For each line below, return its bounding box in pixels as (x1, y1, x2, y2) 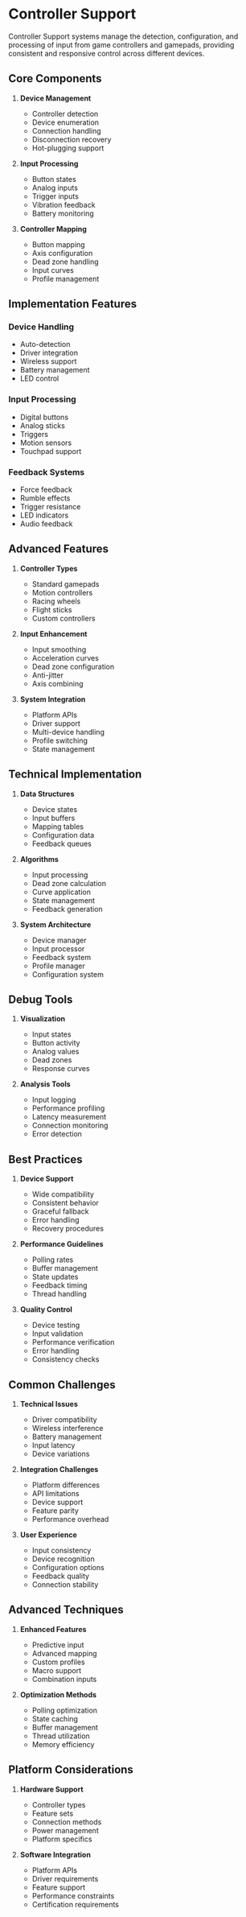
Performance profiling (31, 1103, 105, 1113)
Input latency (31, 1441, 76, 1450)
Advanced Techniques (8, 1603, 125, 1617)
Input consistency (31, 1546, 92, 1556)
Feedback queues (31, 839, 92, 848)
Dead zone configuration (31, 662, 115, 671)
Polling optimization (31, 1705, 98, 1715)
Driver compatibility (31, 1415, 98, 1424)
